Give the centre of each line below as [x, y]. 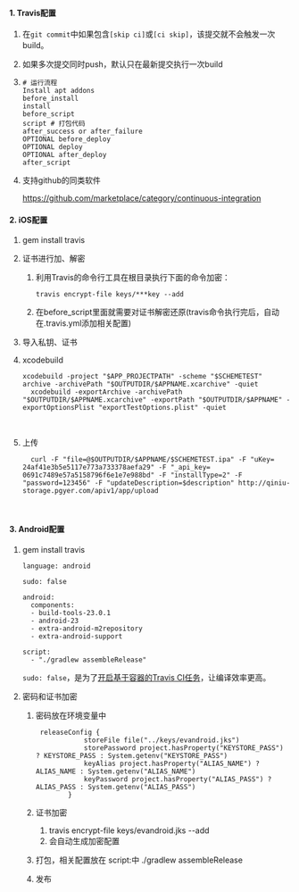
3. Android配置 [37, 529]
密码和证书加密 [50, 696]
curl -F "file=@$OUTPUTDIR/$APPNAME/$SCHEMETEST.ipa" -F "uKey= [153, 460]
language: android [56, 566]
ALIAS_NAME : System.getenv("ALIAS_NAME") [116, 771]
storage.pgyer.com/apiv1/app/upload [90, 491]
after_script [46, 163]
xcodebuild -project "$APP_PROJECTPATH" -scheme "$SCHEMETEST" [142, 377]
